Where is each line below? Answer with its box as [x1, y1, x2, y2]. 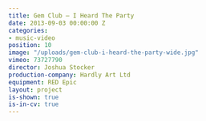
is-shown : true [8, 93, 59, 101]
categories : [8, 26, 48, 34]
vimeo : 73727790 [8, 57, 63, 64]
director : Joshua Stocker [8, 64, 95, 72]
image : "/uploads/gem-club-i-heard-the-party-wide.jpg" [8, 49, 199, 57]
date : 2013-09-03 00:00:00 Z [8, 19, 106, 27]
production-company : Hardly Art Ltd [8, 71, 131, 79]
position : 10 [8, 41, 52, 49]
